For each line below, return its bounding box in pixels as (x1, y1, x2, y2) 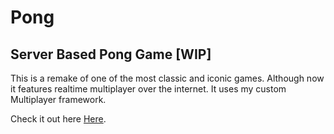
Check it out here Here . (10, 113, 107, 125)
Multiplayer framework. (10, 94, 107, 105)
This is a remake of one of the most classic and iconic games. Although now (10, 72, 325, 84)
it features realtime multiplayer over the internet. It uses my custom (10, 83, 287, 95)
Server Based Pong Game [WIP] (10, 46, 212, 63)
